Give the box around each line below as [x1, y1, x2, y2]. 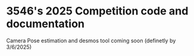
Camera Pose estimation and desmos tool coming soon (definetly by [6, 37, 176, 44]
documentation [6, 17, 85, 31]
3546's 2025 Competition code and [6, 4, 189, 18]
